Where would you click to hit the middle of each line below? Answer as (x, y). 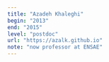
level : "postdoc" (33, 34)
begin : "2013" (28, 21)
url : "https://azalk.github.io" (55, 41)
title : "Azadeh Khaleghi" (45, 14)
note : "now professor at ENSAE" (55, 47)
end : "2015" (25, 27)
